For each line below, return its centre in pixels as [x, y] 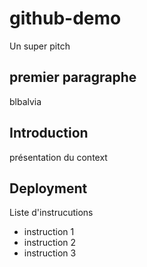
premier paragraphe [73, 77]
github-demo [65, 18]
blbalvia [25, 101]
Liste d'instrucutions [51, 213]
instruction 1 [49, 232]
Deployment [48, 188]
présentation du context [58, 157]
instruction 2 [50, 243]
